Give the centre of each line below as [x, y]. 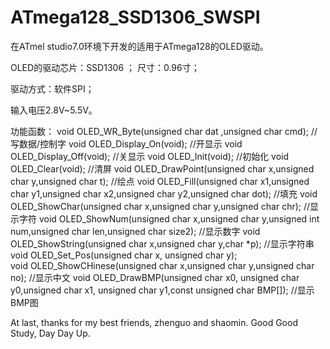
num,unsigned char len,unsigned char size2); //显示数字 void [135, 231]
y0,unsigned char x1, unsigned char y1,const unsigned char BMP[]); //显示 [162, 290]
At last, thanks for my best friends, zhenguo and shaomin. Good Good [154, 322]
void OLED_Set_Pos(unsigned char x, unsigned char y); [124, 255]
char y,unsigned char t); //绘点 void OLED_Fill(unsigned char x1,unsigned [160, 181]
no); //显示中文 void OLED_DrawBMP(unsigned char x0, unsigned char [155, 277]
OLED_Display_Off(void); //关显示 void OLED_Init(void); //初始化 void [150, 156]
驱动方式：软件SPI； [52, 88]
